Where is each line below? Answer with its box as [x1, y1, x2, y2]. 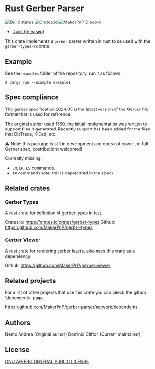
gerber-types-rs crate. [5, 43, 51, 49]
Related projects [5, 277, 56, 285]
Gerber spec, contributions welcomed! [5, 146, 83, 152]
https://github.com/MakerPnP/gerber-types [5, 224, 93, 230]
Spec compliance [5, 93, 59, 102]
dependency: [5, 253, 32, 259]
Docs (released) [12, 28, 45, 34]
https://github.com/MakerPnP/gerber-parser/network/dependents [5, 304, 138, 310]
